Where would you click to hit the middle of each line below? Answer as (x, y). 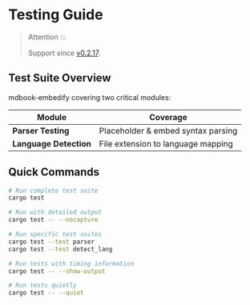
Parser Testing (41, 130)
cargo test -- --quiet (46, 293)
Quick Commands (54, 173)
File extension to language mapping (166, 143)
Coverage (168, 117)
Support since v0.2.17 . (64, 53)
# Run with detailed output (55, 213)
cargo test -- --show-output (57, 271)
